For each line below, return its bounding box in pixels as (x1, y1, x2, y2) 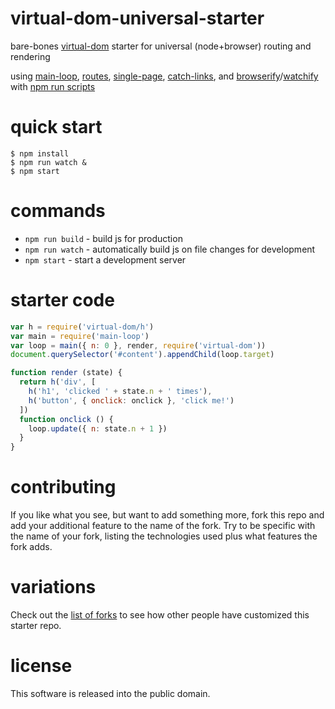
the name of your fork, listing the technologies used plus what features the (10, 530, 318, 542)
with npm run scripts (10, 80, 96, 92)
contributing (10, 476, 117, 499)
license (10, 655, 73, 677)
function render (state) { (10, 368, 123, 378)
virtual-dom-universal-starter (10, 7, 265, 30)
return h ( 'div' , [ (19, 377, 97, 387)
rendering (10, 50, 51, 62)
